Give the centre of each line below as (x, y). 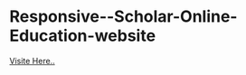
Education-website (83, 36)
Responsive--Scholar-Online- (123, 17)
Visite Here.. (33, 61)
